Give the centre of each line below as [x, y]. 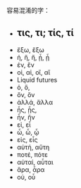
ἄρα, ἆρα [31, 169]
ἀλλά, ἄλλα [35, 102]
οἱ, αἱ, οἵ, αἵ [33, 72]
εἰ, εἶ [24, 125]
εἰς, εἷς [27, 139]
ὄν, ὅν [26, 94]
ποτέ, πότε [32, 154]
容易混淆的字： [28, 10]
